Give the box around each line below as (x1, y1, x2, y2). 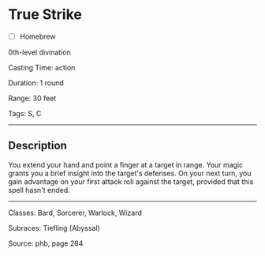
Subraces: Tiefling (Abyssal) (8, 223, 100, 232)
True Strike (8, 6, 83, 24)
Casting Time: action (8, 63, 76, 72)
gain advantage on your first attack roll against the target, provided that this (8, 176, 254, 186)
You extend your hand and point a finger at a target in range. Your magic (8, 160, 244, 169)
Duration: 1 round (8, 78, 65, 88)
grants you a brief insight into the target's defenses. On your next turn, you (8, 168, 252, 178)
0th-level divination (8, 47, 71, 57)
